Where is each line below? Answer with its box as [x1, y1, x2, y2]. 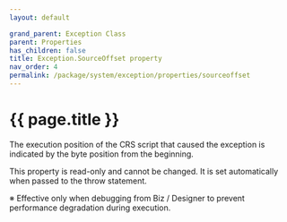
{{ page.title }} [9, 109, 120, 130]
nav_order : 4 [9, 63, 58, 72]
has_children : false [9, 46, 87, 55]
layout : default [9, 13, 70, 22]
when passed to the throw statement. [9, 175, 148, 186]
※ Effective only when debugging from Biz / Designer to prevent [9, 192, 245, 203]
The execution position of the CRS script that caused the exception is [9, 139, 265, 149]
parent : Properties [9, 38, 83, 47]
